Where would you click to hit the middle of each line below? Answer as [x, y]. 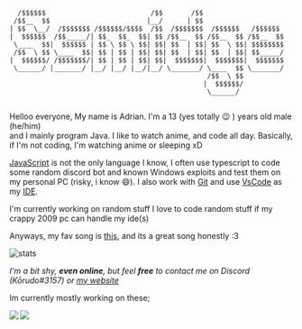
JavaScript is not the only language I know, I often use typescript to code [145, 163]
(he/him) [25, 126]
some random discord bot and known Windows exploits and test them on [145, 172]
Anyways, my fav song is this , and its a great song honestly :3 [124, 236]
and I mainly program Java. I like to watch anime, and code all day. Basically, [151, 136]
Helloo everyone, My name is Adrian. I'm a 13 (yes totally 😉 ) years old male [151, 116]
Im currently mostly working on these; [80, 298]
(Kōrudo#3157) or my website [64, 280]
